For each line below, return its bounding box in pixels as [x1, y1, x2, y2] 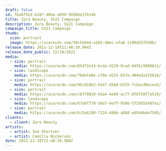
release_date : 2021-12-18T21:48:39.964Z [5, 45, 92, 50]
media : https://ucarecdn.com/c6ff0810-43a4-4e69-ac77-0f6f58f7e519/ [14, 92, 161, 97]
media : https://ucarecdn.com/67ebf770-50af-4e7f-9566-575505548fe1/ [14, 101, 161, 106]
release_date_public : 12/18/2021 [5, 49, 76, 54]
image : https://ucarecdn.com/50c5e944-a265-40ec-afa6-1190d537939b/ [10, 40, 157, 45]
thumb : [5, 31, 19, 36]
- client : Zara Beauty [10, 119, 58, 125]
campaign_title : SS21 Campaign [5, 26, 71, 31]
